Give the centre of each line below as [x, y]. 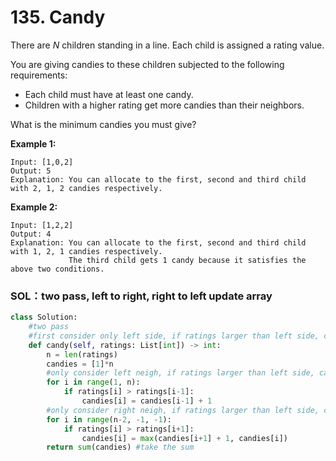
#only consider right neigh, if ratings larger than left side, [183, 410]
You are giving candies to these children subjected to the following [147, 64]
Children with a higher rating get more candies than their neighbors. [164, 105]
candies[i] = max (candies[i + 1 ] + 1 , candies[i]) [184, 438]
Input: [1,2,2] [42, 225]
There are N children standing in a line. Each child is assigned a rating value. [167, 45]
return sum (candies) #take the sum [120, 447]
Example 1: [33, 143]
